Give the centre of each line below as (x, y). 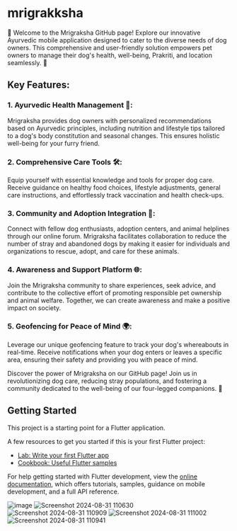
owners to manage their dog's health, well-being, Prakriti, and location (110, 55)
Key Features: (39, 85)
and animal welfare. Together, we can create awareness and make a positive (119, 300)
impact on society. (34, 308)
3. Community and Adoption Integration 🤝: (81, 213)
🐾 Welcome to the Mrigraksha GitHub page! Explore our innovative (104, 33)
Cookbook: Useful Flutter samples (67, 462)
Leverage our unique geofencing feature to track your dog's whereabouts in (118, 344)
